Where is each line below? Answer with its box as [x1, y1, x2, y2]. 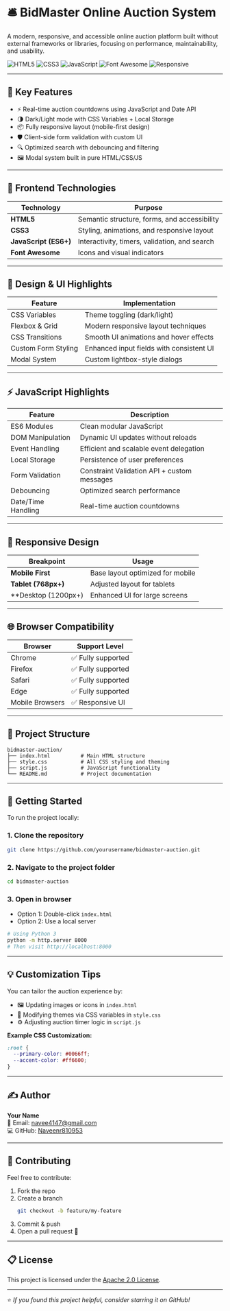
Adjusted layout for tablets [90, 580, 175, 589]
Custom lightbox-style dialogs [84, 355, 183, 364]
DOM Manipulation [10, 433, 71, 442]
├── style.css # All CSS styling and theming [7, 758, 170, 765]
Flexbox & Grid [10, 321, 58, 331]
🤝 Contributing [7, 1155, 71, 1167]
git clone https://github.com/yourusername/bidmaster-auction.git [7, 846, 201, 853]
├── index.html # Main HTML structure [7, 752, 146, 759]
